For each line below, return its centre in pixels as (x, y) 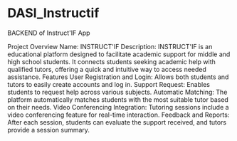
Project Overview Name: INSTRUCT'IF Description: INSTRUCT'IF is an (110, 46)
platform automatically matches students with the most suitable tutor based (118, 99)
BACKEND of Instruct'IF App (49, 33)
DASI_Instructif (53, 13)
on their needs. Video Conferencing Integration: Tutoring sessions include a (118, 107)
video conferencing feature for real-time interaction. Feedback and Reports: (118, 115)
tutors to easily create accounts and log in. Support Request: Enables (109, 84)
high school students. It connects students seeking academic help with (111, 61)
